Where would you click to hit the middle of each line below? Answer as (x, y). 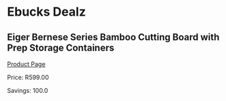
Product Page (26, 64)
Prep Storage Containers (61, 47)
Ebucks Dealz (47, 12)
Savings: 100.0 (28, 90)
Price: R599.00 (28, 77)
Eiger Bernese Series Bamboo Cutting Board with (113, 37)
